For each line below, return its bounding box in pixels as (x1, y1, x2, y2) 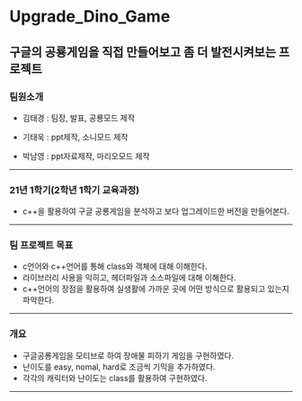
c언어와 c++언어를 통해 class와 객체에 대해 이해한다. (22, 261, 208, 272)
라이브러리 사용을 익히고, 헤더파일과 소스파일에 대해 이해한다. (22, 272, 236, 283)
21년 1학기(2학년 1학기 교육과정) (9, 183, 140, 196)
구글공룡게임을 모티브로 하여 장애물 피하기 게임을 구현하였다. (22, 350, 235, 361)
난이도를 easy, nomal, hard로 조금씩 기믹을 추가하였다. (22, 361, 216, 372)
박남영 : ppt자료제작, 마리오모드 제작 (22, 150, 150, 161)
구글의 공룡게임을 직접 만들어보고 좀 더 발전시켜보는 (9, 44, 277, 59)
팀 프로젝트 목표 (9, 239, 74, 252)
